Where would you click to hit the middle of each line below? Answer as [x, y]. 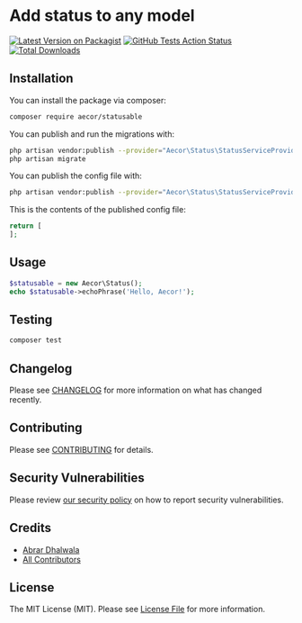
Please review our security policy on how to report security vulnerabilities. [147, 500]
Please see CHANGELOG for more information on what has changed [136, 390]
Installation [41, 79]
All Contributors [51, 559]
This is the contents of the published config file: [98, 210]
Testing [31, 319]
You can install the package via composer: [88, 100]
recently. [26, 400]
